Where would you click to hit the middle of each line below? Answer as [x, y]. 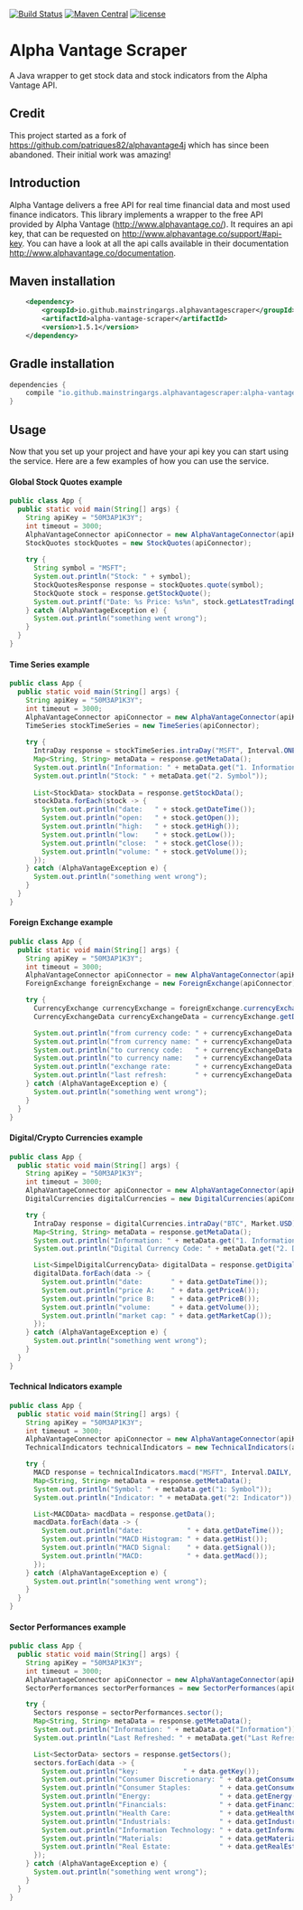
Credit [27, 113]
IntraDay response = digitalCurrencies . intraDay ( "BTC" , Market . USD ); [166, 1224]
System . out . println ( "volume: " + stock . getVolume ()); [145, 851]
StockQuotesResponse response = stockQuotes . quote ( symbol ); [148, 585]
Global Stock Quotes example [66, 482]
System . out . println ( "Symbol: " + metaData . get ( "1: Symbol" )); [152, 1489]
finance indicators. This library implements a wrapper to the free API [136, 214]
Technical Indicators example [66, 1386]
